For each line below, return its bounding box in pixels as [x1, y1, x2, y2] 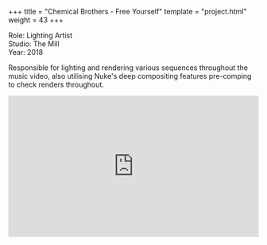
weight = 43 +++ [8, 15, 64, 25]
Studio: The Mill [8, 39, 60, 49]
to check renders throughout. [8, 80, 105, 89]
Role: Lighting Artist [8, 31, 73, 40]
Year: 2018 [8, 48, 44, 56]
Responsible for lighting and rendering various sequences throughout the [8, 63, 249, 72]
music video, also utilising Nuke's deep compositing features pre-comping [8, 72, 252, 80]
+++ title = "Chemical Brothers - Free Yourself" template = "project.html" [8, 7, 247, 16]
